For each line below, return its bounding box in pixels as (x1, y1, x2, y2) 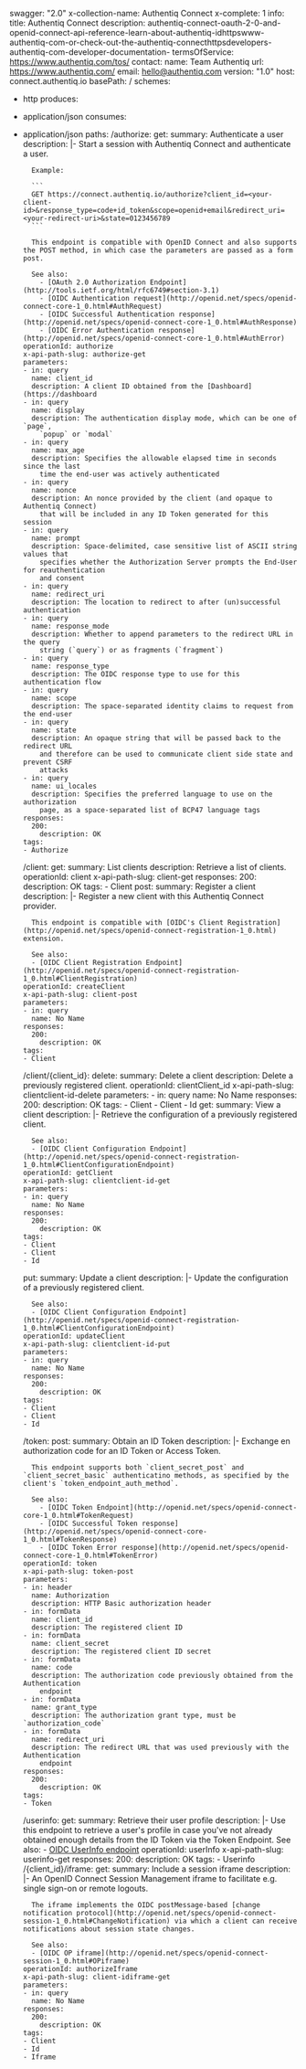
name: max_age (31, 446, 85, 455)
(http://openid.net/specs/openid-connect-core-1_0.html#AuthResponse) (22, 318, 298, 327)
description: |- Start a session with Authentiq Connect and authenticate (22, 139, 291, 149)
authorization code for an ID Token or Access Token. (22, 1446, 221, 1456)
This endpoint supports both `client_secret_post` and (31, 1463, 245, 1472)
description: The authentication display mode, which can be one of (31, 414, 298, 423)
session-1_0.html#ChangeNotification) (22, 1916, 171, 1926)
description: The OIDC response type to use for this (31, 670, 240, 679)
